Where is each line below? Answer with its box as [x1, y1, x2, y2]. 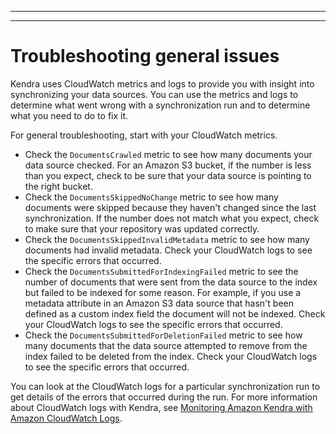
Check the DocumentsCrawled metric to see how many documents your [24, 148, 313, 160]
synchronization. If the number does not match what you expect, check [24, 212, 320, 224]
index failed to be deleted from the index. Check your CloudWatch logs [24, 350, 318, 362]
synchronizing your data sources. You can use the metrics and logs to [10, 88, 299, 100]
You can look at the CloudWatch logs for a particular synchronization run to [10, 380, 321, 392]
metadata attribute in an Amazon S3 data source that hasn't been [24, 297, 294, 309]
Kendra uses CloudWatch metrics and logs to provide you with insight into [10, 77, 315, 90]
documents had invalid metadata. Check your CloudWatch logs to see [24, 244, 313, 256]
